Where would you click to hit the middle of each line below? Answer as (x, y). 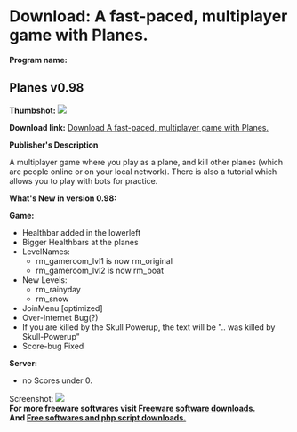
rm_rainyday (58, 289)
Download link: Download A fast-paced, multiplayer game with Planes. (139, 127)
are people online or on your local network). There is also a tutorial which (143, 172)
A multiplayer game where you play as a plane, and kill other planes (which (146, 162)
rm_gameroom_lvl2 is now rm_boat (100, 270)
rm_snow (52, 299)
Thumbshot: (32, 110)
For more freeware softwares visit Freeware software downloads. (132, 408)
